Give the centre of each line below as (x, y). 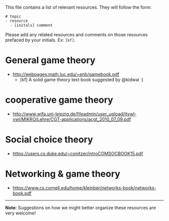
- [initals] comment (31, 25)
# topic (13, 17)
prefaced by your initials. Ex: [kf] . (40, 40)
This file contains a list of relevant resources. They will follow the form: (78, 7)
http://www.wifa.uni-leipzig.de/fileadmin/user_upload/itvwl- (74, 114)
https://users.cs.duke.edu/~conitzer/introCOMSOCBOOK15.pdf (78, 154)
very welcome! (21, 213)
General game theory (50, 60)
